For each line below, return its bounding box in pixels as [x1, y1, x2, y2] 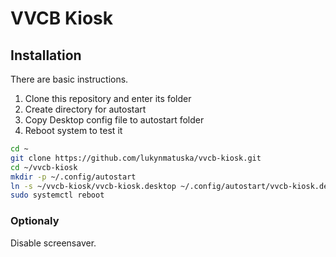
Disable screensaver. [10, 237, 97, 249]
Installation [10, 47, 82, 64]
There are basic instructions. [10, 73, 129, 85]
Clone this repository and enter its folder [24, 93, 192, 104]
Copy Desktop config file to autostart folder [24, 114, 205, 126]
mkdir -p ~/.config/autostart [10, 172, 137, 182]
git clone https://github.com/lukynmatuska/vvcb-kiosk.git [10, 153, 262, 163]
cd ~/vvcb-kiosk [10, 162, 78, 172]
